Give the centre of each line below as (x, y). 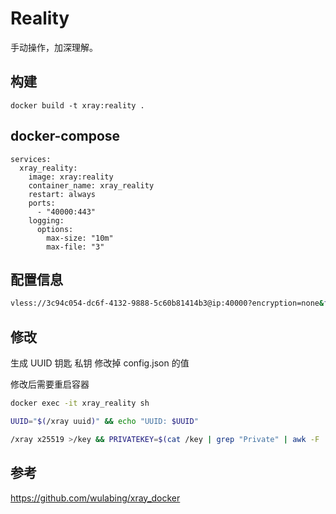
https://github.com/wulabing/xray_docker (95, 498)
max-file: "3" (75, 247)
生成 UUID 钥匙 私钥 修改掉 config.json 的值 (100, 363)
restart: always (62, 194)
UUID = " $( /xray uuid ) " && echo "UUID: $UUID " (104, 421)
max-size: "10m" (80, 238)
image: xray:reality (71, 177)
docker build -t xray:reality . (77, 105)
